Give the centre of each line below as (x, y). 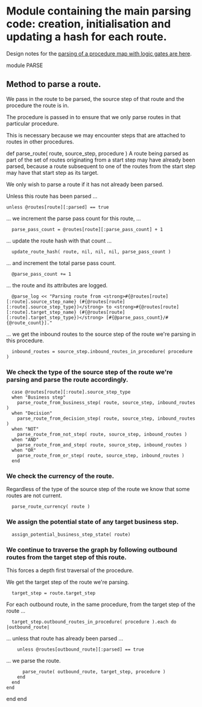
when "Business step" (39, 397)
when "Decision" (32, 413)
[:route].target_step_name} (42, 312)
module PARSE (25, 65)
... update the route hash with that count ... (59, 241)
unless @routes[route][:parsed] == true (58, 207)
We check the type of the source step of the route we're (90, 372)
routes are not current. (34, 496)
